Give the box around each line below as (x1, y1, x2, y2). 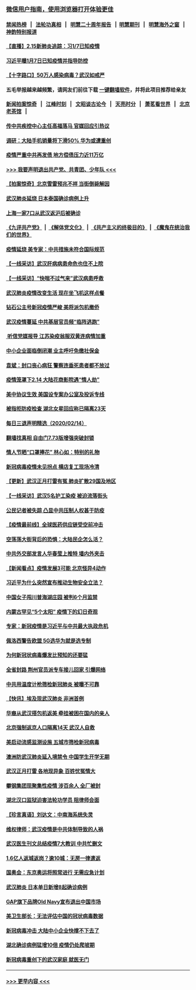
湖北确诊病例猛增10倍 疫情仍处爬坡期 (6, 941, 95, 948)
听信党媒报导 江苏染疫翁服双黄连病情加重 (7, 333, 106, 340)
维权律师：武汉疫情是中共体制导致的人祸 (6, 825, 103, 832)
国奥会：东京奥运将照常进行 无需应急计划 (6, 869, 105, 876)
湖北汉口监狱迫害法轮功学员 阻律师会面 (6, 797, 100, 804)
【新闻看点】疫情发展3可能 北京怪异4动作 (6, 564, 106, 572)
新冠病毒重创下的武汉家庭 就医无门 (6, 956, 89, 963)
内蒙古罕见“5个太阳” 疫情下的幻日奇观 (6, 608, 98, 615)
